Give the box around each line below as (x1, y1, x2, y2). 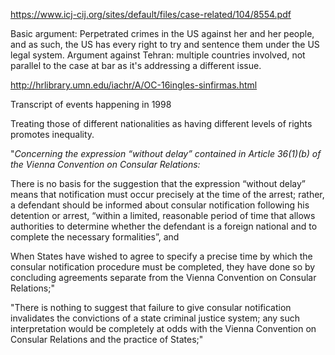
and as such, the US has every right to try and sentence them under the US (10, 39, 320, 50)
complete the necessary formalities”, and (10, 231, 180, 243)
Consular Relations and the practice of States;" (10, 334, 204, 345)
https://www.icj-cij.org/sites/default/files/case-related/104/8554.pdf (10, 9, 292, 20)
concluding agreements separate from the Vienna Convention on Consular (10, 272, 317, 283)
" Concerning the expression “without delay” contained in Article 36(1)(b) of (10, 148, 322, 159)
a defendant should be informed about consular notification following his (10, 199, 310, 211)
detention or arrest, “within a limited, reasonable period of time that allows (10, 210, 316, 221)
